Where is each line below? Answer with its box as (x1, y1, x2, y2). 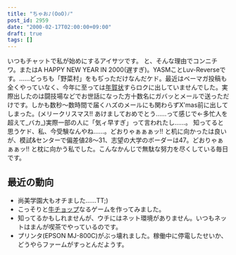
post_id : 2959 (7, 17, 49, 24)
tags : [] (7, 37, 33, 44)
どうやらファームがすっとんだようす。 (17, 240, 128, 249)
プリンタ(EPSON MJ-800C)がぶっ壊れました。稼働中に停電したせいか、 (17, 231, 228, 240)
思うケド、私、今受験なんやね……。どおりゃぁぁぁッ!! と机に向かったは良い (7, 127, 227, 136)
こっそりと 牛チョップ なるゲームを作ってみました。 (17, 205, 166, 213)
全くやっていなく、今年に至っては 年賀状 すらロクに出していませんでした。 (7, 83, 222, 92)
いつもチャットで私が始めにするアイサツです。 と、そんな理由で (7, 57, 194, 66)
